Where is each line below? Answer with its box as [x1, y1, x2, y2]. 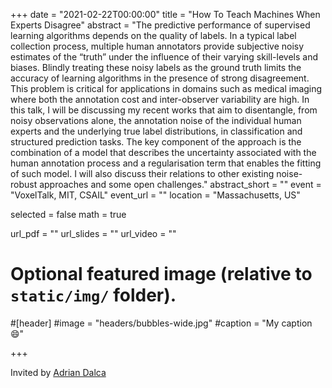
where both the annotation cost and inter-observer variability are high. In [10, 94, 310, 105]
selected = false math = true [10, 209, 127, 220]
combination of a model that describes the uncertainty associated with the [10, 147, 317, 158]
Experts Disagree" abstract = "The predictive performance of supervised [10, 19, 311, 31]
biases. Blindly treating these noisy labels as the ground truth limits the [10, 62, 302, 73]
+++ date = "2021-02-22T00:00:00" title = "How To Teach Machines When [10, 9, 321, 20]
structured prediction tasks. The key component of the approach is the [10, 136, 302, 148]
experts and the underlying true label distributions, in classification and [10, 125, 303, 137]
